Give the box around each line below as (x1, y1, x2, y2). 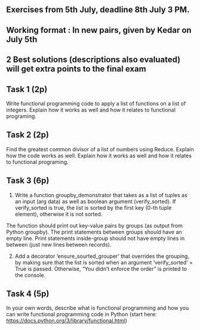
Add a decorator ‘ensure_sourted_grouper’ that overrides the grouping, (14, 253, 190, 260)
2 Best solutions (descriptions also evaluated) (6, 55, 181, 65)
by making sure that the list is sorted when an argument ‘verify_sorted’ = (14, 259, 193, 266)
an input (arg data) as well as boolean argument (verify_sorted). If (14, 198, 176, 205)
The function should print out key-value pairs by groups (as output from (6, 222, 183, 229)
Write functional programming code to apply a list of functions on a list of (6, 99, 186, 107)
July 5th (6, 34, 38, 44)
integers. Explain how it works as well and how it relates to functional (6, 106, 176, 113)
